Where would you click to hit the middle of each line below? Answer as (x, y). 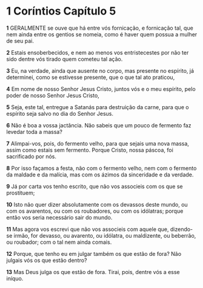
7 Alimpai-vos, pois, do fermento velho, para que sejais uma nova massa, (98, 143)
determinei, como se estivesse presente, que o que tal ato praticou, (91, 77)
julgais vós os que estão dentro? (47, 260)
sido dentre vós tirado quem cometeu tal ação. (65, 59)
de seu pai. (20, 41)
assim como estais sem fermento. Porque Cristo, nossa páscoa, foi (90, 150)
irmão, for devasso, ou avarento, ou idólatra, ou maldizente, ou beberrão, (105, 235)
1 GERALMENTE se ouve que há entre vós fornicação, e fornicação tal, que (100, 28)
